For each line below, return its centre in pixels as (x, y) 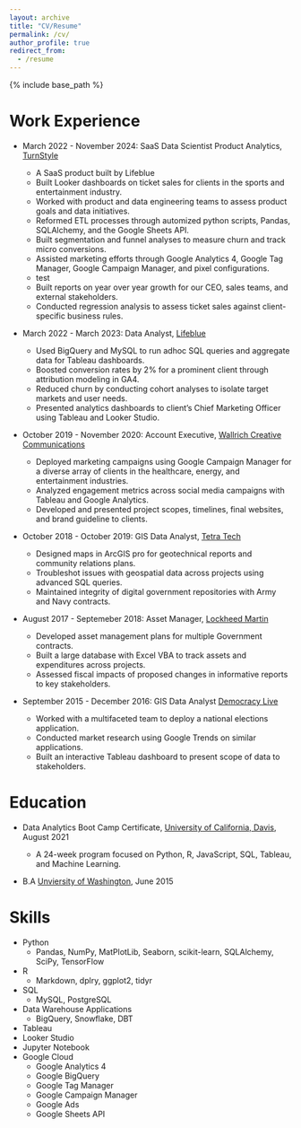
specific (50, 316)
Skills (30, 918)
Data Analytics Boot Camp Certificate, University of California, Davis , (149, 827)
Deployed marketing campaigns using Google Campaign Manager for (163, 461)
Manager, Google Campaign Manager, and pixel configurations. (153, 268)
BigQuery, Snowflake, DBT (84, 1019)
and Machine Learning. (78, 863)
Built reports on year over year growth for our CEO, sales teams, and (162, 287)
